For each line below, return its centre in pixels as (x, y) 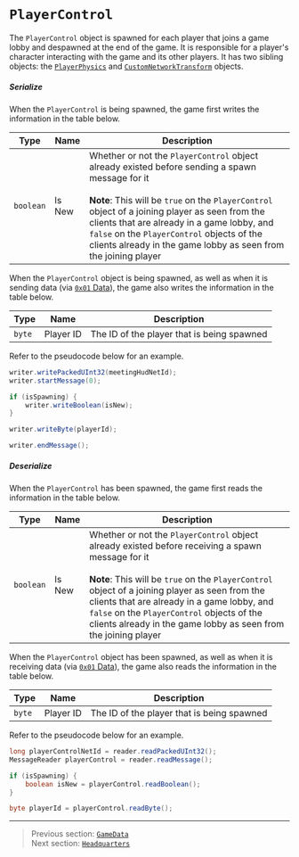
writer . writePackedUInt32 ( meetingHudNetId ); (93, 372)
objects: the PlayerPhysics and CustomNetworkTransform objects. (126, 66)
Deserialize (31, 466)
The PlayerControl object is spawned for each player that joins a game (139, 37)
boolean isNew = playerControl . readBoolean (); (113, 784)
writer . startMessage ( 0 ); (55, 381)
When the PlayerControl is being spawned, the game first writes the (134, 109)
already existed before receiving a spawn (175, 546)
